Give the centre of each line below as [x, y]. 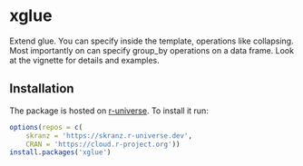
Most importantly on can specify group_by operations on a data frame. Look [152, 50]
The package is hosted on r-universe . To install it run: [109, 111]
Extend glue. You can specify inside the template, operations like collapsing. [151, 41]
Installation [42, 88]
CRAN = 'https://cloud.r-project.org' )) [103, 144]
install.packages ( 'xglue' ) [60, 152]
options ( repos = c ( [46, 127]
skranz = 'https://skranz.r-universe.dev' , [109, 136]
